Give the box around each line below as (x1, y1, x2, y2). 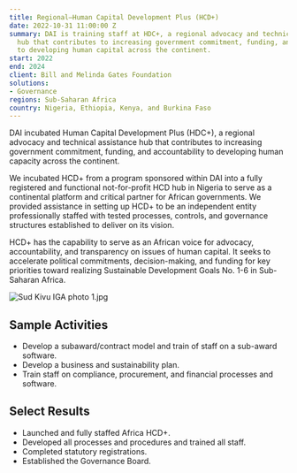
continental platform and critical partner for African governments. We (9, 192, 262, 202)
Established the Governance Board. (21, 455, 152, 466)
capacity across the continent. (9, 156, 120, 166)
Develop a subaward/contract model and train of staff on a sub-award (21, 341, 278, 352)
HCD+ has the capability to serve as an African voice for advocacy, (9, 237, 255, 248)
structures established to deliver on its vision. (9, 220, 175, 231)
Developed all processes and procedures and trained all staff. (21, 437, 246, 447)
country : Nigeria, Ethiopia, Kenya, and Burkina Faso (9, 103, 212, 112)
